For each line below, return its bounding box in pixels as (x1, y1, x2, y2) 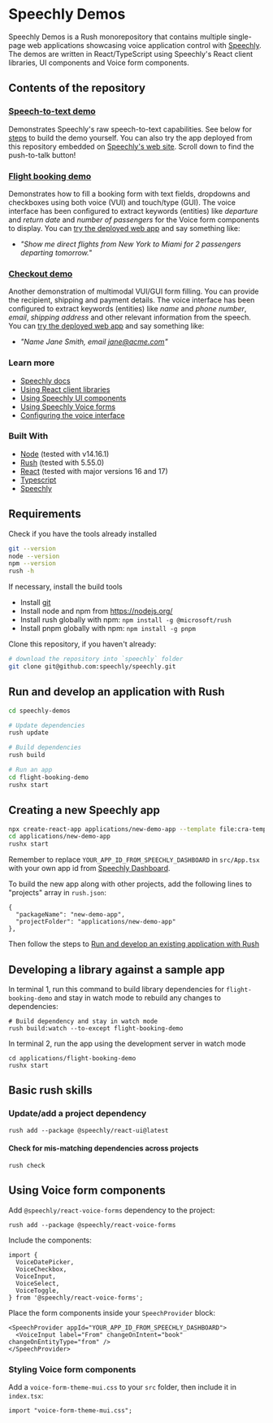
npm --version (8, 559, 57, 568)
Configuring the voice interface (19, 410, 125, 420)
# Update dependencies (8, 721, 85, 729)
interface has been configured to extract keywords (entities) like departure (8, 206, 258, 215)
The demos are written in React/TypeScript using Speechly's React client (8, 49, 253, 59)
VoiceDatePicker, (15, 1258, 75, 1266)
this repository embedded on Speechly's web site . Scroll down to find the (8, 141, 254, 151)
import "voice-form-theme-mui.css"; (8, 1406, 132, 1415)
